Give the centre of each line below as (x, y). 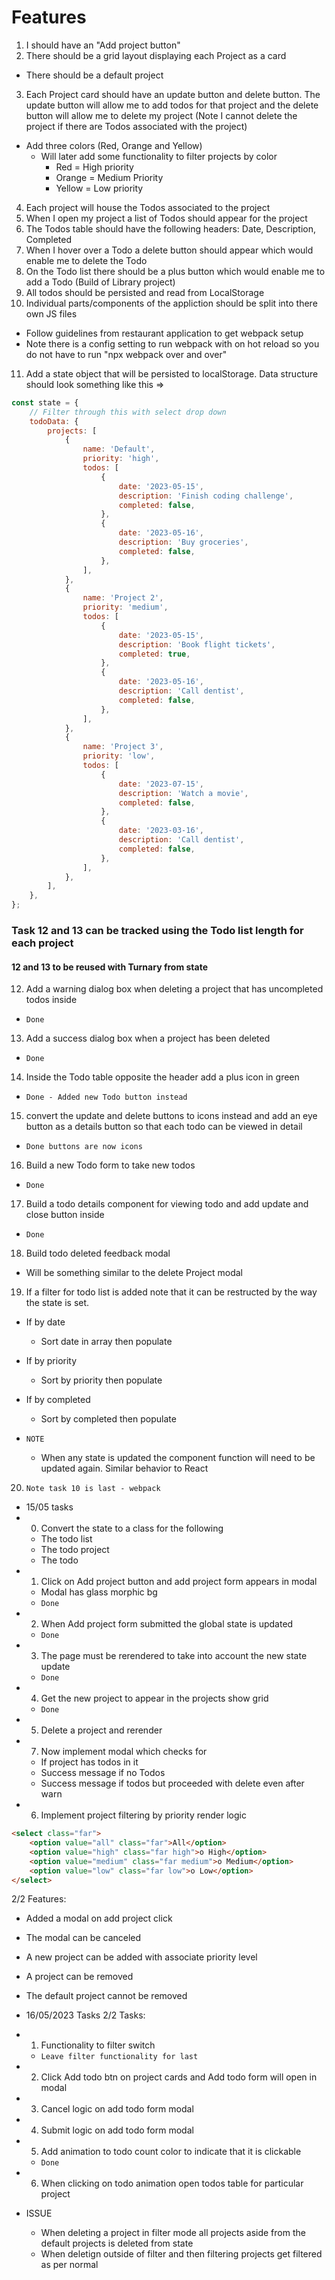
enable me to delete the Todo (86, 260)
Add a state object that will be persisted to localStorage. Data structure (172, 373)
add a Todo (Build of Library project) (100, 282)
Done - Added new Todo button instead (106, 1097)
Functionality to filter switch (98, 2045)
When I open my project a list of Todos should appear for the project (166, 218)
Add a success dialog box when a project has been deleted (148, 1038)
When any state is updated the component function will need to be (178, 1458)
